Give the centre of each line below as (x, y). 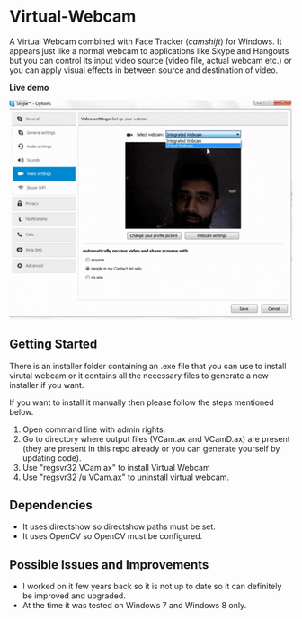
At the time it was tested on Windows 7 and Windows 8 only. (134, 606)
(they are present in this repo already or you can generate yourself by (151, 448)
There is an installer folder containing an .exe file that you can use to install (148, 366)
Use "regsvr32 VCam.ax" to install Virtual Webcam (116, 467)
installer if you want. (47, 385)
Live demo (29, 87)
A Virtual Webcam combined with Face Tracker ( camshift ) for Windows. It (146, 41)
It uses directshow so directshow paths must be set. (119, 526)
